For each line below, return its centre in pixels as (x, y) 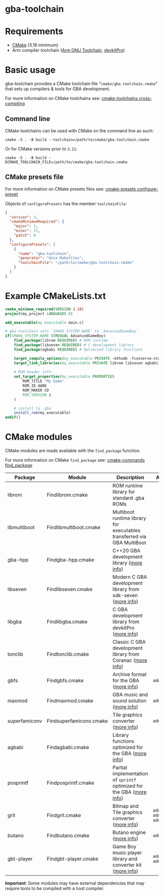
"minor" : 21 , (27, 231)
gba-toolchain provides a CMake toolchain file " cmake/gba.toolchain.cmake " (81, 84)
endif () (13, 418)
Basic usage (30, 70)
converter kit (127, 865)
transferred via (129, 537)
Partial (120, 768)
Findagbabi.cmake (68, 747)
